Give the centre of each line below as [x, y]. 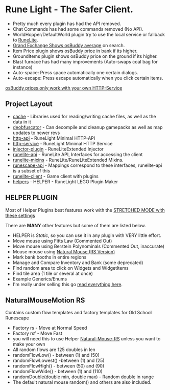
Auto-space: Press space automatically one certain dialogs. [75, 72]
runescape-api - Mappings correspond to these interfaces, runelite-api [87, 165]
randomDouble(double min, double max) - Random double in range [83, 377]
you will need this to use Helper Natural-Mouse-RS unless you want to [87, 339]
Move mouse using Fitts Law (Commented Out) [62, 241]
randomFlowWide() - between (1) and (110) [58, 372]
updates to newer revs [36, 133]
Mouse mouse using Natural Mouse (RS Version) [64, 251]
